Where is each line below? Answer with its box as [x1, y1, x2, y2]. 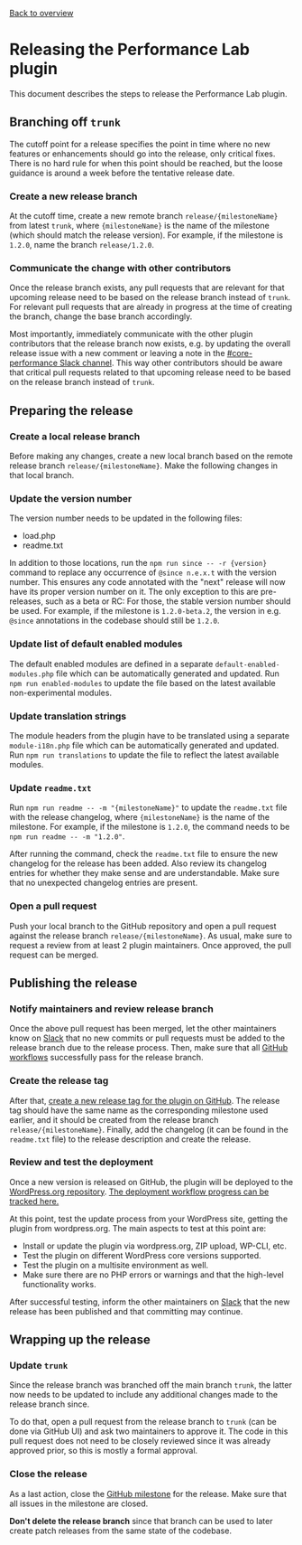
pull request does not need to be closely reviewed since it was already [9, 1436, 271, 1446]
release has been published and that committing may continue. [9, 1305, 243, 1316]
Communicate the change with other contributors [9, 261, 232, 274]
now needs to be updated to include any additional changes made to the [9, 1390, 278, 1400]
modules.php [9, 669, 54, 679]
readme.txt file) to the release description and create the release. [9, 1134, 252, 1145]
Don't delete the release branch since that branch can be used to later [9, 1515, 273, 1526]
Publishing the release [9, 975, 138, 991]
